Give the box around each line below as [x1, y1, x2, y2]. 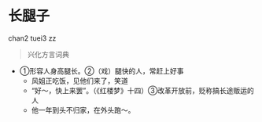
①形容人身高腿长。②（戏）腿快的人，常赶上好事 [19, 66, 184, 75]
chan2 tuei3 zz [8, 33, 57, 43]
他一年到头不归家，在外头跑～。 [31, 105, 135, 114]
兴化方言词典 [27, 49, 69, 59]
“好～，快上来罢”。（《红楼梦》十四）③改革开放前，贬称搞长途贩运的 [31, 85, 254, 95]
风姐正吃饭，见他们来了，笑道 [31, 76, 128, 85]
